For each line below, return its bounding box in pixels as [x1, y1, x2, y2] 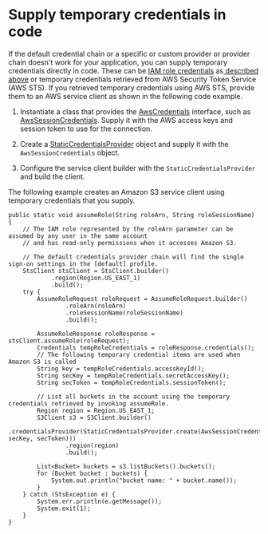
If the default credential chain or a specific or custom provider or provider [8, 49, 250, 58]
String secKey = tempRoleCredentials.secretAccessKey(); [37, 371, 230, 380]
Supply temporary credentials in [8, 6, 227, 24]
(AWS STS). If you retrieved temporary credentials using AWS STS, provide [8, 82, 255, 93]
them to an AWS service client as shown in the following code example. [8, 91, 243, 101]
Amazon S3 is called [8, 358, 77, 366]
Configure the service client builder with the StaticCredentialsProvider [19, 163, 256, 172]
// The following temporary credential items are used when [37, 350, 241, 358]
